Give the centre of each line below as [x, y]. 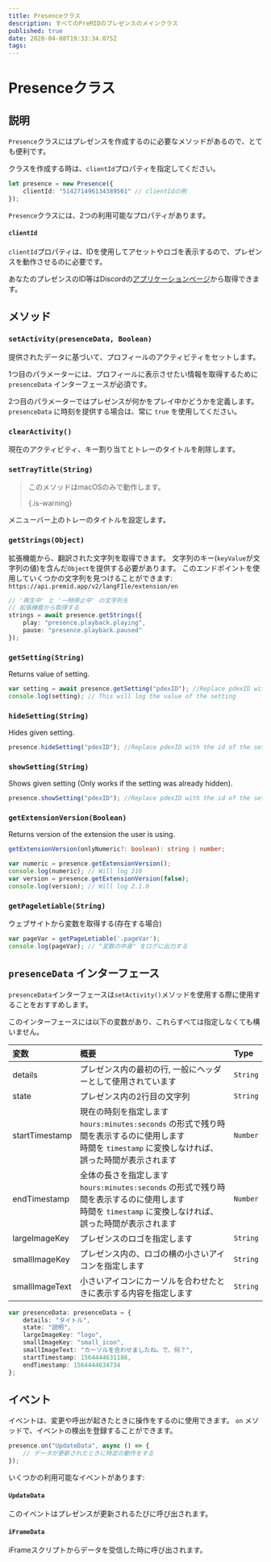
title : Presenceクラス [44, 16]
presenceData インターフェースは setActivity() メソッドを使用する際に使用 [131, 994]
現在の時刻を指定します [124, 1111]
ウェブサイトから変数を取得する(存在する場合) [85, 923]
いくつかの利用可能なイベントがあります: [77, 1477]
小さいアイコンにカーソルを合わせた [148, 1281]
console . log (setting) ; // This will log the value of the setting [122, 696]
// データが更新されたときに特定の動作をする [88, 1454]
